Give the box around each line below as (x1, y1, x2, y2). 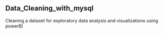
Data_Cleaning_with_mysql (5, 4, 94, 13)
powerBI (5, 23, 23, 29)
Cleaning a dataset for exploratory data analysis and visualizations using (5, 17, 158, 23)
